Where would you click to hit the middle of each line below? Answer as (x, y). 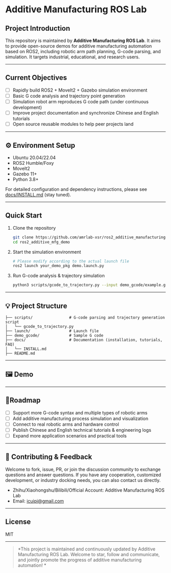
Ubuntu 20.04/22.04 (34, 158)
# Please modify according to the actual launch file (71, 261)
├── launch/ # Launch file (52, 331)
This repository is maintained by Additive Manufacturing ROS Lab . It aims (83, 40)
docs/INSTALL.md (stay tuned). (38, 194)
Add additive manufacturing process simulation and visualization (80, 418)
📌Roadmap (23, 400)
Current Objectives (36, 78)
